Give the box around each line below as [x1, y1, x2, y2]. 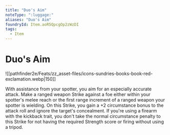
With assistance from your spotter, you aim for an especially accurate [5, 86, 152, 92]
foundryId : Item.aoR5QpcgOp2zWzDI [5, 22, 79, 27]
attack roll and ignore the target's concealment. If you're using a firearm [5, 107, 157, 113]
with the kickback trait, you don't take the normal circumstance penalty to [5, 113, 161, 119]
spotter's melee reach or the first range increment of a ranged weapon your [5, 97, 165, 103]
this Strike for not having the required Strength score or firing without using [5, 119, 164, 125]
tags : [5, 27, 17, 32]
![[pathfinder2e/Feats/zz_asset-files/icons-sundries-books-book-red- [5, 70, 153, 76]
